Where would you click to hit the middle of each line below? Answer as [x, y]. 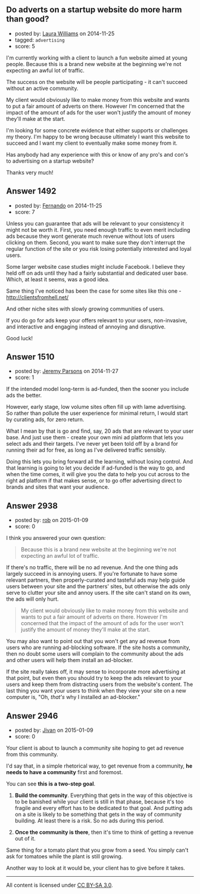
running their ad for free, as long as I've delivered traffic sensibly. [86, 450]
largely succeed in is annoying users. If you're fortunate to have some [92, 574]
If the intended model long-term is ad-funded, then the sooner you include [98, 389]
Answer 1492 [31, 191]
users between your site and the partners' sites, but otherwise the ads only [98, 586]
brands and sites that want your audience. [58, 487]
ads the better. [24, 395]
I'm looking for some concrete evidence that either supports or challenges [97, 130]
